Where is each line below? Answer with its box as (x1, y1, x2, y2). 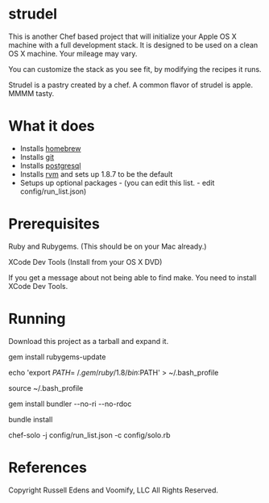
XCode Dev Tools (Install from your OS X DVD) (8, 257, 163, 266)
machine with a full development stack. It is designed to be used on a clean (8, 40, 259, 49)
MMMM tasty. (8, 88, 55, 98)
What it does (8, 117, 95, 136)
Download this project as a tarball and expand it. (8, 336, 169, 346)
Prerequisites (8, 215, 101, 233)
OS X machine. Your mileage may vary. (8, 48, 138, 58)
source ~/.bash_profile (8, 383, 84, 392)
